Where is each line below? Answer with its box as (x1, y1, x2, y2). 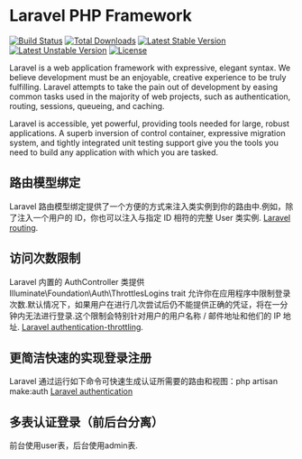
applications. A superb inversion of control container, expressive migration (9, 127, 286, 138)
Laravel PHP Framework (9, 5, 192, 26)
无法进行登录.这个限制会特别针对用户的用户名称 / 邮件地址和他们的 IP (24, 310, 281, 321)
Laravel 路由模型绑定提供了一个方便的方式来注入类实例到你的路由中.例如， (9, 200, 286, 212)
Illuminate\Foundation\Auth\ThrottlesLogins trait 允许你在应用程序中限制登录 (9, 288, 291, 298)
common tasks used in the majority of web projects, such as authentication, (9, 91, 291, 102)
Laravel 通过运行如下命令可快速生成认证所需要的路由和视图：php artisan (9, 376, 278, 387)
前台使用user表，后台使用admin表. (9, 440, 138, 451)
